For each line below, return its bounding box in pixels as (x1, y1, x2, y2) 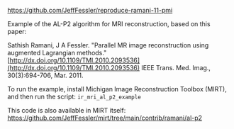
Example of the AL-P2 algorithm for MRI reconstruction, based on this (7, 20, 211, 28)
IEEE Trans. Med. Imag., (141, 64, 211, 72)
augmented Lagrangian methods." (7, 49, 107, 57)
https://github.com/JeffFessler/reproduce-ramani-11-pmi (7, 6, 173, 14)
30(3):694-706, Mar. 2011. (7, 71, 84, 79)
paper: (7, 28, 27, 35)
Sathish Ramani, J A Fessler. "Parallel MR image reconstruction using (7, 41, 209, 49)
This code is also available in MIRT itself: (7, 106, 126, 114)
